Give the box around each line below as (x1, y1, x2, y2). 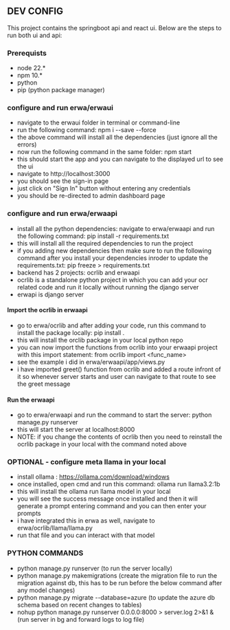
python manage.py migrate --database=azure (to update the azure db (16, 593, 215, 601)
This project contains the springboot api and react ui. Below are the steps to (7, 23, 222, 32)
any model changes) (16, 586, 76, 594)
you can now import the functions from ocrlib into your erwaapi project (16, 343, 218, 351)
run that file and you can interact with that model (16, 531, 155, 539)
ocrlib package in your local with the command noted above (16, 440, 187, 448)
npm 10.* (16, 72, 43, 80)
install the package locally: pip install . (16, 328, 125, 336)
